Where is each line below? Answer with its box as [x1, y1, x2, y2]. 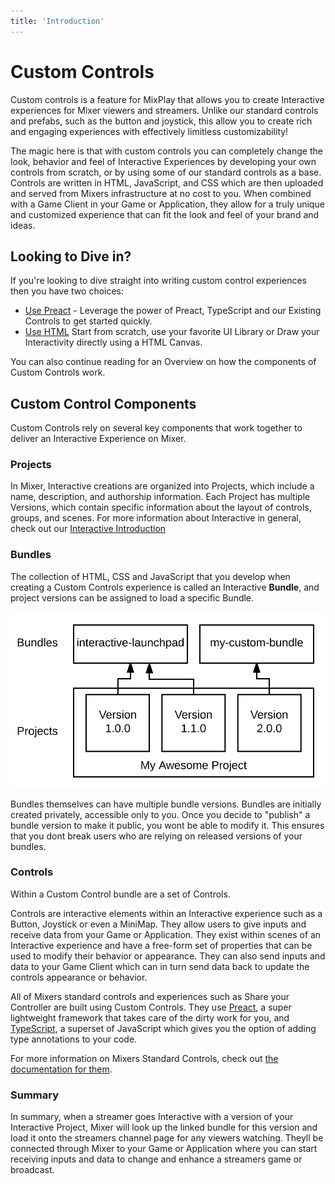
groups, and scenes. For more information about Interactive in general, [10, 512, 302, 524]
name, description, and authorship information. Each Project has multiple [10, 491, 311, 503]
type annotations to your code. [10, 1033, 138, 1045]
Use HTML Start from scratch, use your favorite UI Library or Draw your [24, 326, 320, 338]
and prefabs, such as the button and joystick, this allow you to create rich [10, 115, 313, 127]
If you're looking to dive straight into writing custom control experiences [10, 275, 308, 287]
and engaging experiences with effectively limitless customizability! [10, 125, 289, 137]
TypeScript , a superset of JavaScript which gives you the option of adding [10, 1022, 317, 1034]
